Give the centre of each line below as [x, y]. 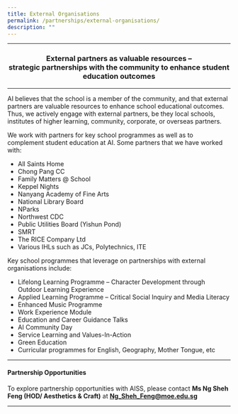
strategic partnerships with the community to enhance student [119, 67]
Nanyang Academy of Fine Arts [63, 194]
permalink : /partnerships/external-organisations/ [84, 21]
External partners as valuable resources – [119, 59]
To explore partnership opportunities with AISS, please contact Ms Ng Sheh [118, 388]
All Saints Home [41, 163]
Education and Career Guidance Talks [73, 320]
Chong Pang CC [41, 171]
